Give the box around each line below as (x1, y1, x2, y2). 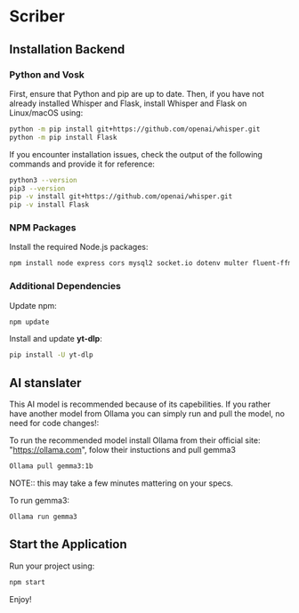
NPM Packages (9, 222, 77, 234)
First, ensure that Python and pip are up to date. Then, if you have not (9, 88, 264, 99)
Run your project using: (9, 561, 95, 571)
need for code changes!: (9, 418, 100, 429)
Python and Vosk (9, 69, 85, 81)
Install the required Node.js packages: (9, 242, 149, 253)
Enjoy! (9, 593, 33, 604)
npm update (9, 318, 50, 327)
